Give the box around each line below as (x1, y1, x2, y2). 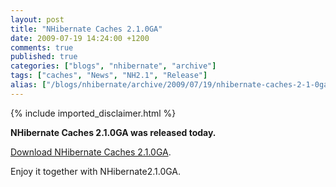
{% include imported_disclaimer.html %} (10, 107, 177, 119)
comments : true (10, 42, 74, 53)
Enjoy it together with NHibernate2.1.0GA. (10, 165, 182, 177)
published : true (10, 52, 78, 62)
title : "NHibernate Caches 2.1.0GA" (10, 24, 163, 34)
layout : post (10, 14, 65, 25)
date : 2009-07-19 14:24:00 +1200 (10, 33, 150, 43)
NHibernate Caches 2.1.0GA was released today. (10, 126, 217, 138)
